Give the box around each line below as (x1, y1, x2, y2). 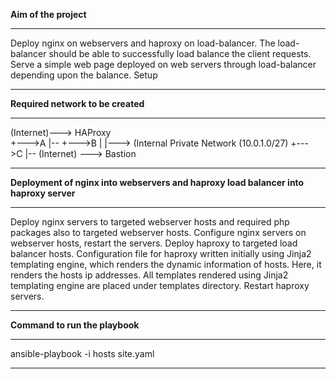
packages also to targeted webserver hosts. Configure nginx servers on (10, 227, 307, 238)
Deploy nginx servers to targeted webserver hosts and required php (10, 216, 290, 228)
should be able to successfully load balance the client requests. (48, 48, 312, 59)
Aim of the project (10, 9, 87, 20)
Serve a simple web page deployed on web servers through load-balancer (10, 59, 317, 70)
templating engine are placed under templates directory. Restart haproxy (10, 280, 310, 291)
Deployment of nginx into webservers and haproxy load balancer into (10, 177, 305, 188)
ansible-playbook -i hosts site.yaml (10, 348, 155, 359)
